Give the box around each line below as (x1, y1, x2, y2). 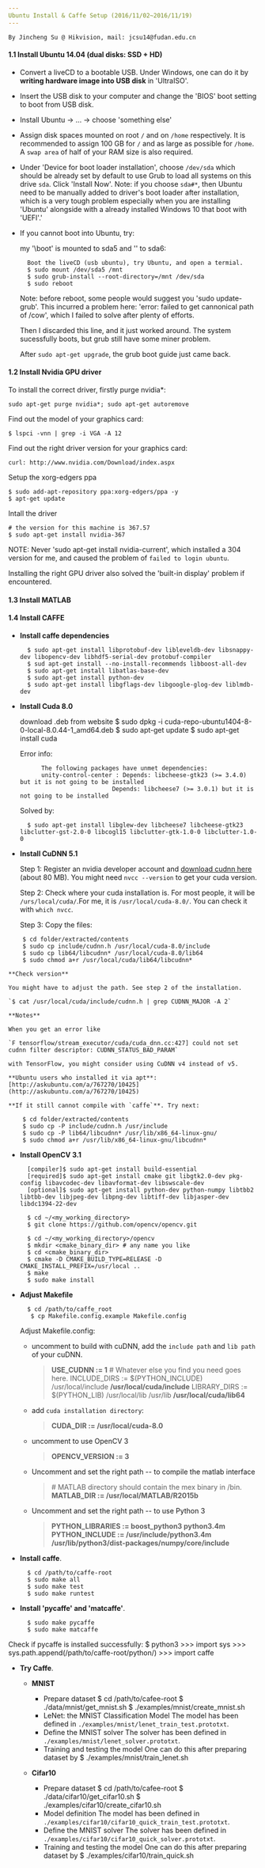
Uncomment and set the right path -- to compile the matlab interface (31, 1467, 256, 1476)
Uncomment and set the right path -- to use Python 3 (31, 1506, 206, 1515)
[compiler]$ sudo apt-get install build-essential (27, 1165, 198, 1173)
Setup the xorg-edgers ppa (8, 472, 97, 483)
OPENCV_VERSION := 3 (51, 1451, 130, 1461)
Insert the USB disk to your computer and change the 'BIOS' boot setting (19, 91, 257, 100)
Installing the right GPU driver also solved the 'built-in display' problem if (8, 569, 245, 578)
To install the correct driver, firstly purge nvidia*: (8, 385, 166, 395)
